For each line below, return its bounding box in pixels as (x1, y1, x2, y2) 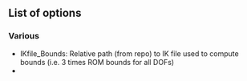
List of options (8, 6, 82, 20)
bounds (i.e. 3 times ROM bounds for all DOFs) (19, 57, 175, 67)
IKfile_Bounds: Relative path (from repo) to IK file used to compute (19, 48, 239, 59)
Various (8, 30, 40, 42)
